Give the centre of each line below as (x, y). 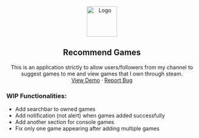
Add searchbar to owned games (55, 109)
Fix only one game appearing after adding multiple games (87, 129)
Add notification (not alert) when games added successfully (90, 116)
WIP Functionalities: (36, 95)
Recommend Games (102, 53)
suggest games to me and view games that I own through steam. (102, 74)
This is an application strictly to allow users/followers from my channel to (102, 67)
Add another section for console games (64, 122)
